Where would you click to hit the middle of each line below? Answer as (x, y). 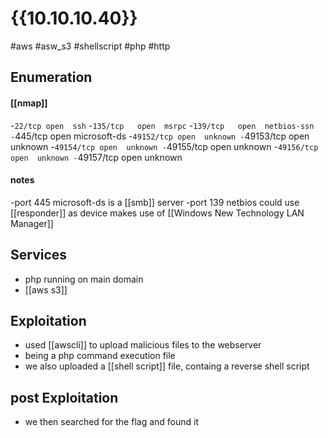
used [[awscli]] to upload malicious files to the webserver (143, 345)
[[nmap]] (29, 103)
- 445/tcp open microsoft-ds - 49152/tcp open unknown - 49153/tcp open (160, 136)
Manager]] (32, 223)
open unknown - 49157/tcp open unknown (96, 157)
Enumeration (51, 77)
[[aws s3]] (46, 289)
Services (39, 255)
